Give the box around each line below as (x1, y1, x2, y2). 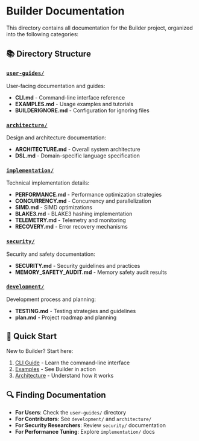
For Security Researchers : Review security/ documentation (14, 422, 166, 429)
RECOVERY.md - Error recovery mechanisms (14, 223, 128, 230)
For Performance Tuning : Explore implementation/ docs (14, 428, 155, 436)
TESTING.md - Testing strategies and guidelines (14, 307, 136, 314)
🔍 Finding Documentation (6, 390, 107, 401)
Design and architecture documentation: (6, 134, 107, 141)
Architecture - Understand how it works (14, 372, 114, 379)
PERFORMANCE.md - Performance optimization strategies (14, 191, 162, 198)
